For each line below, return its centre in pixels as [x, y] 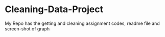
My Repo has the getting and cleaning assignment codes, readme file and [82, 23]
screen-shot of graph [27, 28]
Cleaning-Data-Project [54, 9]
